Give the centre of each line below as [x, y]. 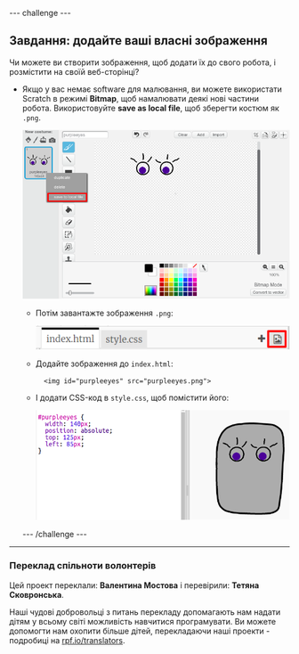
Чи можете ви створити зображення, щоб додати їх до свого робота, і [142, 62]
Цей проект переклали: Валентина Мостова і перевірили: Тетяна [134, 585]
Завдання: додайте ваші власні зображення [139, 41]
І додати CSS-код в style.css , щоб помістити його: [132, 397]
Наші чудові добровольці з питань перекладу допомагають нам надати [145, 612]
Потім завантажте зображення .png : [104, 313]
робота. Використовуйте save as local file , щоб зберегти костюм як [151, 108]
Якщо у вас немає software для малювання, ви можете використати [152, 89]
